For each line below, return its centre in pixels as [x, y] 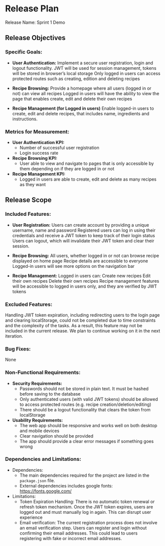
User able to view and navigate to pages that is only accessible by [87, 163]
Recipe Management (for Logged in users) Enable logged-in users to [83, 108]
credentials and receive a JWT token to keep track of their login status [83, 235]
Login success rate [39, 153]
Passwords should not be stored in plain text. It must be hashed [84, 389]
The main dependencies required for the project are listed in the [84, 475]
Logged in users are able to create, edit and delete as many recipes [88, 179]
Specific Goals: [24, 52]
